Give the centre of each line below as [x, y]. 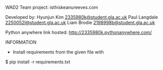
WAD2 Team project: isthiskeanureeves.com [52, 7]
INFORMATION [21, 42]
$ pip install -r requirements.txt [38, 62]
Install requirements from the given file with [58, 52]
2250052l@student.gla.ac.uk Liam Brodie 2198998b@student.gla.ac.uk [80, 23]
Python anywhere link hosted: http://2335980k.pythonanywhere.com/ [78, 32]
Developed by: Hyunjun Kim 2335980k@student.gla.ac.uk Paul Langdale [81, 17]
